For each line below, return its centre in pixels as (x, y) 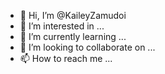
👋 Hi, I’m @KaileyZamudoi (73, 15)
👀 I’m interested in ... (62, 26)
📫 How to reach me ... (66, 58)
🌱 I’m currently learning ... (73, 36)
